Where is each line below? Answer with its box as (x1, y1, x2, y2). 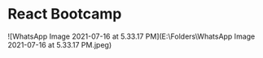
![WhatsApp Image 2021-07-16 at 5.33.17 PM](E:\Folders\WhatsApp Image (7, 31, 256, 41)
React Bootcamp (7, 5, 122, 23)
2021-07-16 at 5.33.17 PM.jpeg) (7, 39, 112, 49)
